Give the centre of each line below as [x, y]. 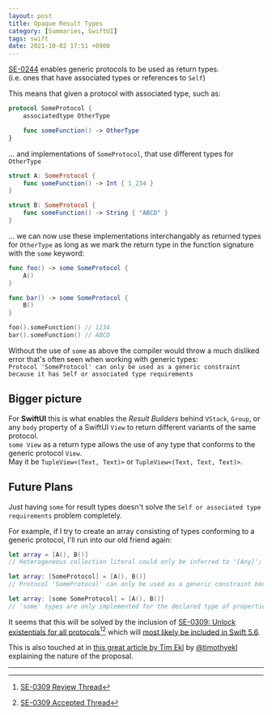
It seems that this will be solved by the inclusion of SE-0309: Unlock [122, 622]
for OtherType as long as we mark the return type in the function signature [131, 244]
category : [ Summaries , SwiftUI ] [63, 31]
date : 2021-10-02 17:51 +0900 [59, 46]
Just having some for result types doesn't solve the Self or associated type [135, 506]
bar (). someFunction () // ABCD [59, 335]
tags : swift [28, 39]
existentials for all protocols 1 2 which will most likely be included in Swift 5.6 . [134, 631]
